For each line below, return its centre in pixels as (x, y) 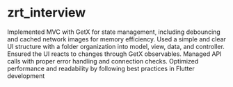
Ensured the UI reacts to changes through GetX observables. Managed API (114, 54)
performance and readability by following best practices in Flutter (101, 68)
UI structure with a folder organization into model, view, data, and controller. (116, 46)
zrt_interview (47, 13)
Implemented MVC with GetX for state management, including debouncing (114, 32)
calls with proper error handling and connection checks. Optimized (103, 61)
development (26, 76)
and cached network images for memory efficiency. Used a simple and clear (116, 39)
